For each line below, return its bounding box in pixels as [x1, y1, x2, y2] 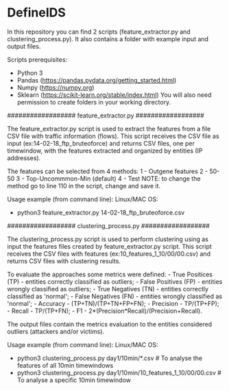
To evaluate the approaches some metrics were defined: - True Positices [7, 270, 213, 278]
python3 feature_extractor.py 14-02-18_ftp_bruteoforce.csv [16, 208, 185, 216]
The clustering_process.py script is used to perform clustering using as [7, 235, 209, 243]
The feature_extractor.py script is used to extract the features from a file [7, 124, 211, 133]
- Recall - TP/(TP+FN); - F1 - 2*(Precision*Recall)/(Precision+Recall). [7, 306, 202, 315]
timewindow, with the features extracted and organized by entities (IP [7, 146, 204, 155]
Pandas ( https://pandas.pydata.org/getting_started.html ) [16, 76, 177, 84]
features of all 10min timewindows [16, 361, 114, 369]
